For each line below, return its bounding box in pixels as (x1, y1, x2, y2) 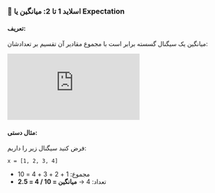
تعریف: (7, 24, 26, 33)
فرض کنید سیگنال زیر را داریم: (7, 144, 87, 153)
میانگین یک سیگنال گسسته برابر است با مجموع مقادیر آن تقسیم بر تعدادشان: (7, 40, 208, 48)
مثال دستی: (7, 128, 38, 136)
